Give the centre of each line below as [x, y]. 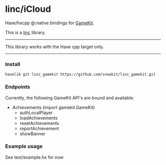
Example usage [24, 146]
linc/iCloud [28, 9]
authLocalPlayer [36, 112]
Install [13, 64]
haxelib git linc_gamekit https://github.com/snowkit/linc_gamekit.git [80, 75]
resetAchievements [39, 123]
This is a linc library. [25, 32]
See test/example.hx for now [34, 157]
